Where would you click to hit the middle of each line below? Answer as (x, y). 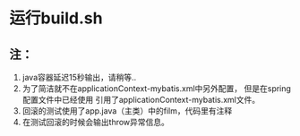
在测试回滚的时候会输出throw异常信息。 (96, 122)
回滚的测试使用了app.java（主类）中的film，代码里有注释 (127, 111)
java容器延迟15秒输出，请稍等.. (79, 77)
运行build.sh (56, 18)
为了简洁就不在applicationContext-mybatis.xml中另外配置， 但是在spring (156, 89)
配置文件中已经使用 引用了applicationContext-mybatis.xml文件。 (141, 100)
